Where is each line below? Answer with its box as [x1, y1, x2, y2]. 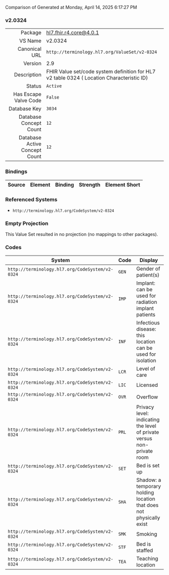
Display [139, 257, 158, 264]
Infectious [136, 319, 160, 326]
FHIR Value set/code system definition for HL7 [46, 68, 156, 75]
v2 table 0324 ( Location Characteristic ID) [46, 74, 148, 81]
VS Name [19, 37, 42, 44]
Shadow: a [136, 476, 161, 483]
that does [136, 502, 159, 509]
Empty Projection [5, 220, 49, 227]
